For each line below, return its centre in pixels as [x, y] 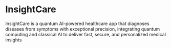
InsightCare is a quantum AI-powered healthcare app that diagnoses [77, 23]
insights [14, 40]
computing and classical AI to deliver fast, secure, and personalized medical [86, 34]
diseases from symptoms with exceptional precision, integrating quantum [83, 29]
